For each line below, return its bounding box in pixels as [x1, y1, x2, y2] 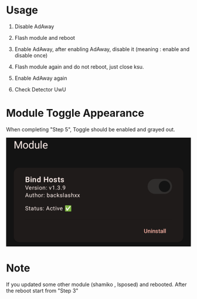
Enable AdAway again [14, 74, 67, 81]
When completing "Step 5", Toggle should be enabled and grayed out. [6, 125, 175, 132]
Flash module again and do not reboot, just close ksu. [14, 63, 144, 70]
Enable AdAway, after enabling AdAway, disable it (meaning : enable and [14, 45, 189, 53]
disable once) [14, 52, 48, 59]
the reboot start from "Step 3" [6, 287, 79, 294]
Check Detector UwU [14, 86, 66, 93]
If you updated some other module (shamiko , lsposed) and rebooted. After [6, 281, 187, 288]
